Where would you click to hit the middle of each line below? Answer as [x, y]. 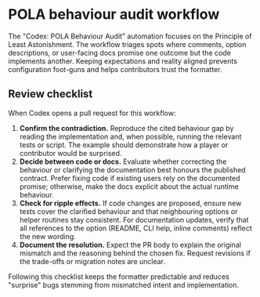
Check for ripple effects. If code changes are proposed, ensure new [130, 203]
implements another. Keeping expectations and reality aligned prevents [123, 61]
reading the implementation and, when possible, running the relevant [130, 136]
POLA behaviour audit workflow [114, 14]
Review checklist [51, 94]
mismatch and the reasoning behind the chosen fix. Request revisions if [135, 253]
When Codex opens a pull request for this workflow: [92, 113]
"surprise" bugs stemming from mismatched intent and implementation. [124, 284]
